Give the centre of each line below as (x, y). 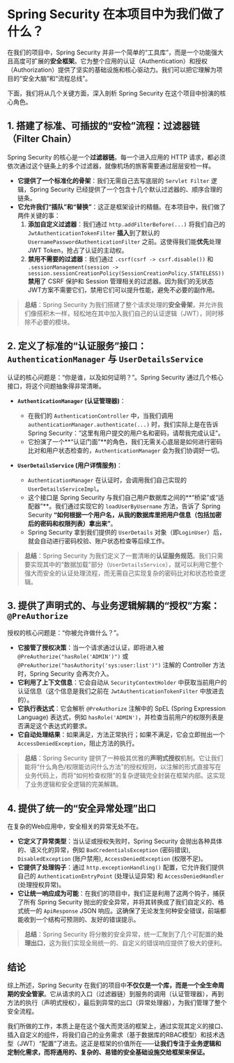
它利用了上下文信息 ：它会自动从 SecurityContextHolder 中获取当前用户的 (122, 682)
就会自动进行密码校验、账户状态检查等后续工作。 (98, 541)
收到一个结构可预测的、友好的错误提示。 (81, 920)
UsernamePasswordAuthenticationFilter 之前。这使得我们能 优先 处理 (124, 242)
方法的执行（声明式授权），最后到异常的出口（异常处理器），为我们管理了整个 (117, 1002)
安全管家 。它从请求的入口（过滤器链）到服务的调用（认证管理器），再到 (122, 994)
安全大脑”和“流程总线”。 (57, 78)
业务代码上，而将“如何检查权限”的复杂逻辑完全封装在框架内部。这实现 (125, 775)
